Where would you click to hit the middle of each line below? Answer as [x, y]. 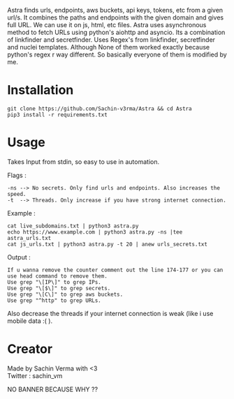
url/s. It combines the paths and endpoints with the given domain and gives [116, 17]
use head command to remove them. [58, 276]
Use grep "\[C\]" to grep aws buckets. [65, 294]
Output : [19, 257]
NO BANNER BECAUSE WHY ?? [53, 389]
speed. [17, 194]
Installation [41, 90]
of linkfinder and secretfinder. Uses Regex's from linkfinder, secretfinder [111, 40]
